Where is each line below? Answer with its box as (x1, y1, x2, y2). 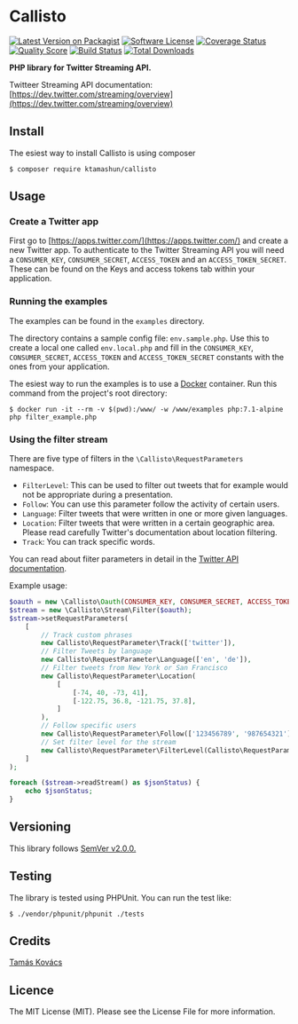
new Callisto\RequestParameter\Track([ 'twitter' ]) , (41, 639, 237, 648)
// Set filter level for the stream (41, 737, 176, 746)
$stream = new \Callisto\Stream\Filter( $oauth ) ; (9, 605, 192, 614)
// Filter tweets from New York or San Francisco (41, 664, 228, 673)
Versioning (9, 819, 71, 835)
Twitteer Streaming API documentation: (9, 79, 153, 90)
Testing (9, 869, 52, 884)
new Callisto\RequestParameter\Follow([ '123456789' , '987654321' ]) (41, 729, 295, 738)
